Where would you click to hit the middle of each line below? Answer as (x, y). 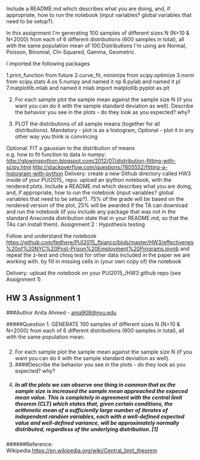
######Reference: (30, 444)
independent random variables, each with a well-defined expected (100, 416)
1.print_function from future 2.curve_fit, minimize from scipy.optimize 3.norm (100, 75)
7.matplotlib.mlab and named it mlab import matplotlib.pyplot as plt (88, 88)
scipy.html (19, 167)
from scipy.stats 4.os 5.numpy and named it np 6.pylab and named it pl (93, 81)
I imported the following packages (48, 63)
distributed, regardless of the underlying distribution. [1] (86, 429)
